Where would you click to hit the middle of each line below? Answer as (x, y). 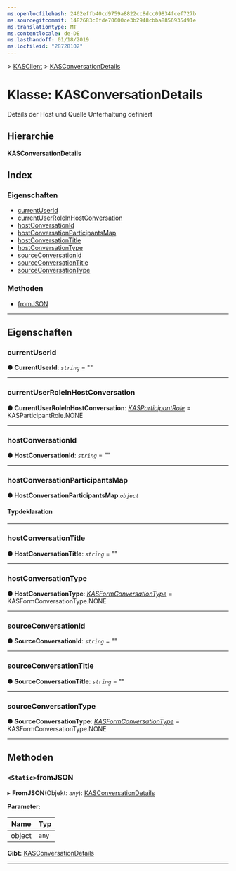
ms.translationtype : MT (42, 27)
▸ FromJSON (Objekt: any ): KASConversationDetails (81, 793)
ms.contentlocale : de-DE (44, 33)
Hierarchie (31, 137)
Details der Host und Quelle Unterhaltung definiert (80, 114)
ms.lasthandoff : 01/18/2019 (48, 40)
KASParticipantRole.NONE (45, 415)
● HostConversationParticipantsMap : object (73, 495)
